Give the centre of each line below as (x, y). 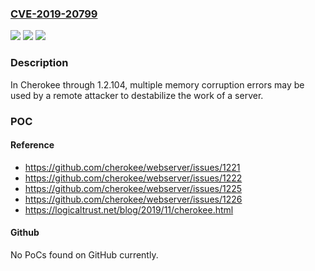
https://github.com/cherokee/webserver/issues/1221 (132, 167)
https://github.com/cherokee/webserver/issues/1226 (133, 199)
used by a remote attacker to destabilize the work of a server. (137, 95)
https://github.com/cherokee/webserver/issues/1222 (133, 178)
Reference (32, 145)
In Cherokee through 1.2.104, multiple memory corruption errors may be (157, 84)
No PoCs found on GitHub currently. (84, 254)
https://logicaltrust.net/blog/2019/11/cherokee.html (129, 209)
